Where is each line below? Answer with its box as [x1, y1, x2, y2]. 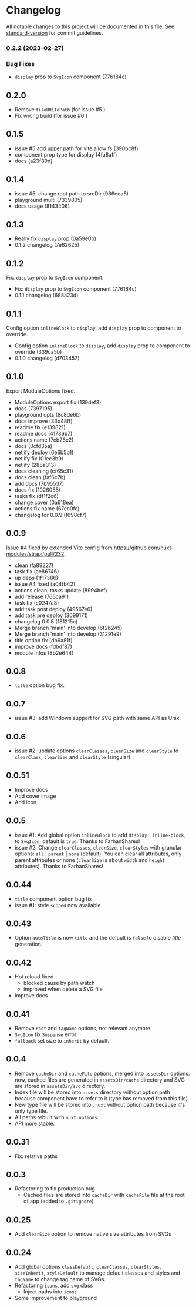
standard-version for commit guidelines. [6, 29, 103, 36]
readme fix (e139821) [14, 423, 66, 430]
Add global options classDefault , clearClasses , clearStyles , [14, 1263, 161, 1270]
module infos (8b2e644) [14, 649, 74, 656]
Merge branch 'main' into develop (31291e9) [14, 631, 121, 638]
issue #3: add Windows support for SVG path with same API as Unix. [14, 715, 181, 722]
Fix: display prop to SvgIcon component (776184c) [14, 286, 137, 293]
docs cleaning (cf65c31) [14, 467, 73, 475]
